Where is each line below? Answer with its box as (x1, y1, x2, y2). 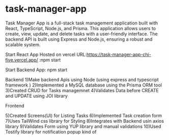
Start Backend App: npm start (5, 67, 68, 73)
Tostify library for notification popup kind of (5, 128, 97, 135)
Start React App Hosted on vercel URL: (5, 51, 87, 58)
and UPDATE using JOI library (5, 93, 68, 99)
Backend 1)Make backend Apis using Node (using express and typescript (5, 76, 159, 82)
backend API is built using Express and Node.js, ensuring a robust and (5, 36, 153, 42)
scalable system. (5, 41, 41, 47)
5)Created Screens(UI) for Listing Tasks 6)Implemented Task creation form (5, 113, 162, 119)
